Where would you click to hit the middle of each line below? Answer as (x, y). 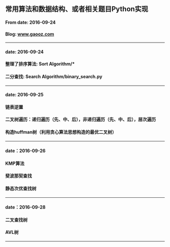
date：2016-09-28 (25, 207)
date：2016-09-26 (25, 151)
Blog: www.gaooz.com (30, 34)
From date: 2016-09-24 (31, 22)
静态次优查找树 (21, 188)
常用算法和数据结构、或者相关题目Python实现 (77, 9)
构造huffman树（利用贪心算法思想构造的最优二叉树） (61, 132)
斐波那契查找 (18, 176)
